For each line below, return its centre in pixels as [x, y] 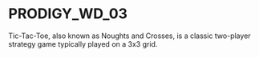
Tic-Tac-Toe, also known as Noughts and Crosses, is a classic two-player [129, 36]
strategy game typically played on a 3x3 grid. [83, 44]
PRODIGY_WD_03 [68, 14]
